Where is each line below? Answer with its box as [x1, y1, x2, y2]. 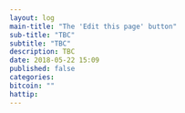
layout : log [9, 13, 55, 23]
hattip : [9, 89, 39, 98]
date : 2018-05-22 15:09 [9, 56, 100, 65]
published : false [9, 65, 76, 74]
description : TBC [9, 47, 76, 56]
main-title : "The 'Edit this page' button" [9, 22, 178, 31]
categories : [9, 73, 55, 82]
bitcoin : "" [9, 81, 55, 90]
